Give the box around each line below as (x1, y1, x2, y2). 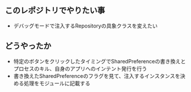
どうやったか (5, 41, 52, 51)
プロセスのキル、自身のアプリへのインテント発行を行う (13, 65, 147, 72)
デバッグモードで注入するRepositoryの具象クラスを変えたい (13, 22, 158, 29)
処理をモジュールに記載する (23, 80, 91, 87)
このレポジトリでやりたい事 (5, 5, 105, 16)
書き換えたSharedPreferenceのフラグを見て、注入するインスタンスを (13, 72, 180, 79)
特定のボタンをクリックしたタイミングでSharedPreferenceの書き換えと (13, 57, 186, 64)
